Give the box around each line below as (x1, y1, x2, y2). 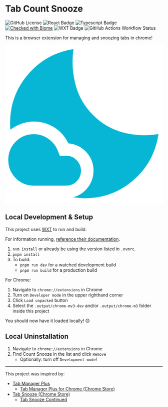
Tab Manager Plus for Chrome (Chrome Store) (19, 385, 115, 392)
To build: (12, 256, 31, 262)
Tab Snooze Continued (19, 396, 67, 402)
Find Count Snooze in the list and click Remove (12, 351, 106, 357)
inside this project (12, 308, 49, 314)
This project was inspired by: (5, 370, 65, 377)
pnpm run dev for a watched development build (19, 262, 116, 268)
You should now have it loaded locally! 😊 (5, 318, 90, 324)
